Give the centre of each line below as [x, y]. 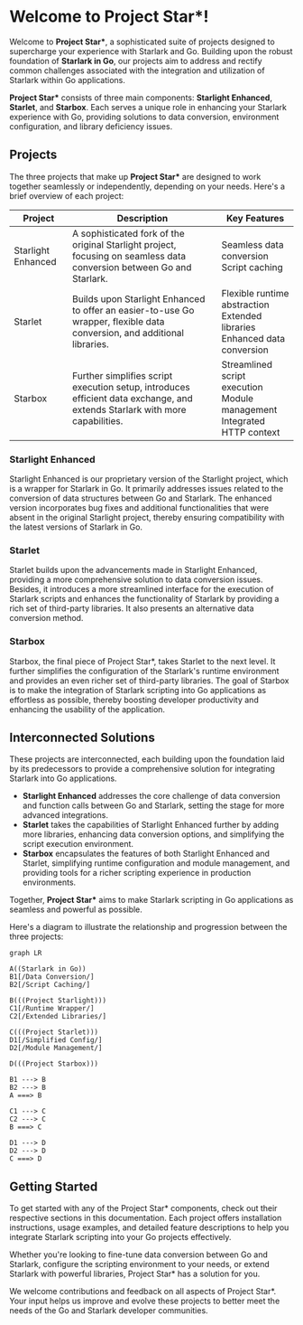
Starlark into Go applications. [63, 778]
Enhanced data [253, 338]
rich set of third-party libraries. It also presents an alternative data [132, 608]
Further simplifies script [122, 375]
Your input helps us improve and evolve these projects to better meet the [145, 1301]
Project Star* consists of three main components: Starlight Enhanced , [141, 98]
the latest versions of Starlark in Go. [76, 527]
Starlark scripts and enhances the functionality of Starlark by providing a [144, 599]
